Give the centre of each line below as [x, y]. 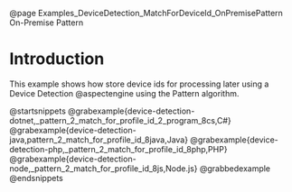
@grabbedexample [235, 168]
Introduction [57, 59]
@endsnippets [36, 178]
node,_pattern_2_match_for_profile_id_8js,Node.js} [104, 168]
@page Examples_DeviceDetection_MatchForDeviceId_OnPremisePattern [146, 13]
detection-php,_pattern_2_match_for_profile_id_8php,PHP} [118, 149]
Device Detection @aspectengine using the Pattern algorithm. [124, 93]
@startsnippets [38, 111]
